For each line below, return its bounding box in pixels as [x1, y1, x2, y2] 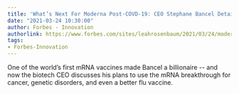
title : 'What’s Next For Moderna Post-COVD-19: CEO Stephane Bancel [7, 10, 215, 18]
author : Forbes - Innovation [7, 23, 94, 31]
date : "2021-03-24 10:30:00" [7, 17, 94, 24]
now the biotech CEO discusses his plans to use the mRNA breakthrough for [7, 70, 231, 79]
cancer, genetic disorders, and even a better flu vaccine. [7, 78, 173, 86]
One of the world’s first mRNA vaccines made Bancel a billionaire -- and [7, 63, 218, 71]
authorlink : [7, 30, 43, 38]
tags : [7, 37, 23, 44]
